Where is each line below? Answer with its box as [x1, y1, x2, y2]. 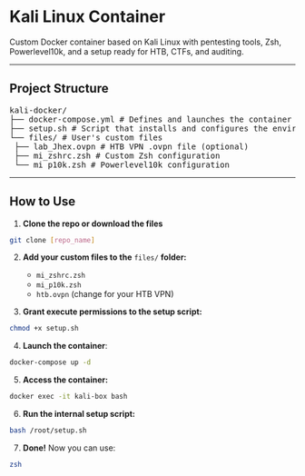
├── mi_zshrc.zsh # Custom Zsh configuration [14, 150, 221, 161]
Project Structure [9, 81, 109, 96]
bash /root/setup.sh [9, 426, 88, 435]
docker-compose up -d [9, 358, 92, 367]
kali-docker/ [9, 104, 68, 115]
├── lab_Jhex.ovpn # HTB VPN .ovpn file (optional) [14, 141, 250, 152]
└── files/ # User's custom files [9, 132, 163, 143]
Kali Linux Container [9, 6, 166, 27]
